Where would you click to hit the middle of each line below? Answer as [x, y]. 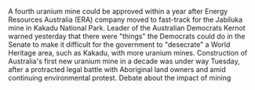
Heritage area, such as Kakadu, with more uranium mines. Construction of [128, 53]
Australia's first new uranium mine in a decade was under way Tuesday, [124, 61]
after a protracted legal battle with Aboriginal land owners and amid [117, 69]
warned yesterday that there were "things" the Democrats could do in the [127, 36]
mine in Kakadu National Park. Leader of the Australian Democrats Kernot [127, 28]
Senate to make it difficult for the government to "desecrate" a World [119, 45]
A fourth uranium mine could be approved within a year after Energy [118, 11]
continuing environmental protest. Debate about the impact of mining [120, 78]
